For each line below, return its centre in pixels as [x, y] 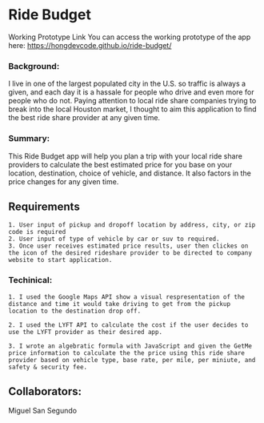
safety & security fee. [48, 367]
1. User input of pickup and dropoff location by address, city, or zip [132, 225]
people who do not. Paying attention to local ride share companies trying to [132, 101]
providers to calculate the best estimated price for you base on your [120, 164]
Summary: [29, 139]
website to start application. [60, 260]
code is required [37, 232]
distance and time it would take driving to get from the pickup [119, 304]
